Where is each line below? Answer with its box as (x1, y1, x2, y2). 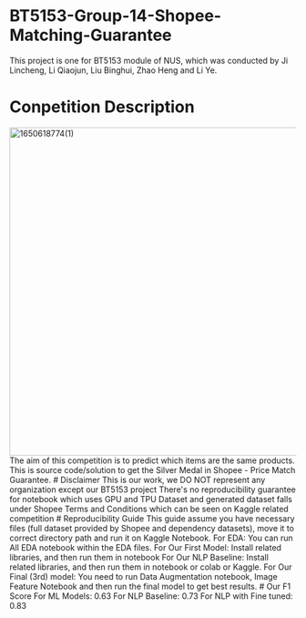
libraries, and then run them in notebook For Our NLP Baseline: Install (9, 551, 269, 562)
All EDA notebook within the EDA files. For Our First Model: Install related (9, 541, 282, 552)
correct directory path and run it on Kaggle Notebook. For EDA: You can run (9, 532, 293, 543)
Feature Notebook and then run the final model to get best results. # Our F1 (9, 581, 291, 592)
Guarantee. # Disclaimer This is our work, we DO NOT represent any (9, 474, 266, 485)
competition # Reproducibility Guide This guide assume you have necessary (9, 512, 295, 524)
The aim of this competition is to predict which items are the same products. (9, 455, 295, 466)
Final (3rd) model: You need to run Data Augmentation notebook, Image (9, 571, 278, 582)
